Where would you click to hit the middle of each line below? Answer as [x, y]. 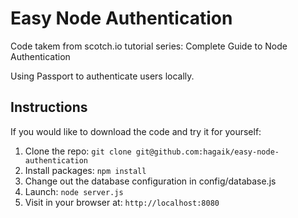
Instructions [49, 107]
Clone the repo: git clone [78, 151]
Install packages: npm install [85, 170]
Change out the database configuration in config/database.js [150, 181]
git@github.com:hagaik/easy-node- [207, 152]
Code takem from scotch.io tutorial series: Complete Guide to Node [149, 46]
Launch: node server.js [74, 191]
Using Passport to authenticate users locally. [102, 76]
